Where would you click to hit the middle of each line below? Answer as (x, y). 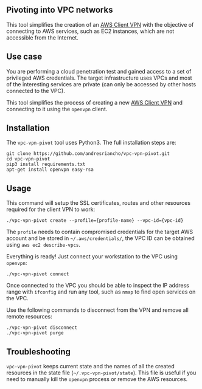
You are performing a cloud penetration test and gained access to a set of (99, 71)
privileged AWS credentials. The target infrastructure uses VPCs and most (99, 78)
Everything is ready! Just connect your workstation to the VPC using (92, 256)
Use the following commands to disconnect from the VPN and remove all (97, 310)
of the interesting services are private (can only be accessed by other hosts (101, 84)
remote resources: (30, 317)
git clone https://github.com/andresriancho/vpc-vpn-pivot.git (88, 154)
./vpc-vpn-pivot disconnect (42, 328)
